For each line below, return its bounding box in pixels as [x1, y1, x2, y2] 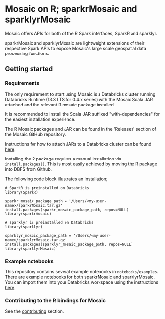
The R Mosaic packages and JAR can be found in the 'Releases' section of [5, 126, 157, 132]
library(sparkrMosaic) [5, 212, 52, 216]
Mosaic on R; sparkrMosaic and [5, 3, 137, 15]
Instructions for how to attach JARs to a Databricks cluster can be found [5, 141, 152, 147]
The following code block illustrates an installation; [5, 176, 108, 182]
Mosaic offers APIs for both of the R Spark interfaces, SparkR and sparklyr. [5, 30, 158, 36]
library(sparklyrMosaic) [5, 246, 56, 251]
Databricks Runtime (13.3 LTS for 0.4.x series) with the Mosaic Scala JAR [5, 96, 153, 102]
